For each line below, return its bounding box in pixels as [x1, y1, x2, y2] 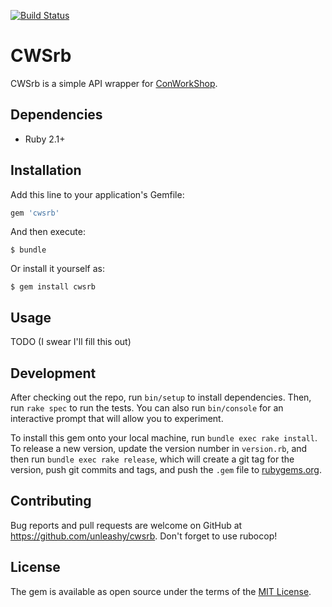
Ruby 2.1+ [24, 133, 66, 145]
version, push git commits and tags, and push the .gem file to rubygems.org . [10, 464, 323, 476]
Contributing [10, 493, 92, 510]
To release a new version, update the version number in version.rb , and [10, 443, 308, 455]
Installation [10, 162, 82, 179]
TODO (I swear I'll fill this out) [10, 336, 132, 348]
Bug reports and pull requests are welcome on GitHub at [10, 519, 243, 531]
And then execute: [10, 226, 86, 238]
